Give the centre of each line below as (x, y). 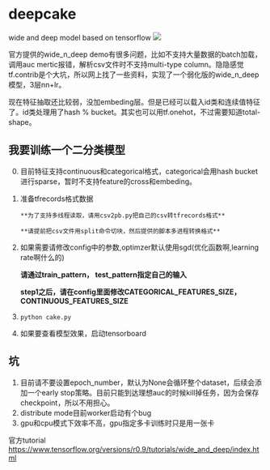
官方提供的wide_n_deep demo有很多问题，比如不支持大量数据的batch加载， (135, 54)
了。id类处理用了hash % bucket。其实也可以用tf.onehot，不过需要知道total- (135, 112)
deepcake (42, 14)
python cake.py (46, 317)
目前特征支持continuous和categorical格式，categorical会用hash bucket (139, 171)
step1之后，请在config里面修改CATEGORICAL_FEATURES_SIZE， (131, 292)
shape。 (22, 122)
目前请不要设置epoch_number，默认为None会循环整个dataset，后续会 (137, 382)
